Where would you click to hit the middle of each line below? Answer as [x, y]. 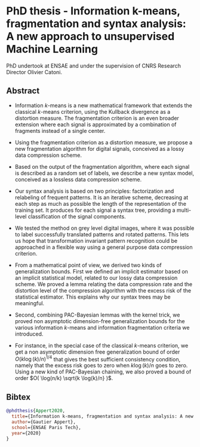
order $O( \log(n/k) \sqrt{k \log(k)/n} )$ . [64, 378]
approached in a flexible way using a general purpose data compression [104, 247]
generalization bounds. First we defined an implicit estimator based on [101, 271]
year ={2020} [27, 433]
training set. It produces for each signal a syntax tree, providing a [95, 210]
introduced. [29, 334]
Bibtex [19, 397]
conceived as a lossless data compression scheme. [78, 179]
